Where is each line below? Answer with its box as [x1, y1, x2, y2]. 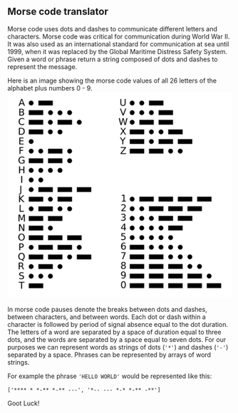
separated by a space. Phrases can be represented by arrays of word [7, 350, 212, 359]
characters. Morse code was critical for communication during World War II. [7, 32, 230, 41]
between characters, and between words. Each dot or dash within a [7, 313, 207, 321]
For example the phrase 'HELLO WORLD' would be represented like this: [7, 372, 212, 380]
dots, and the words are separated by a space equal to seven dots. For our [7, 335, 227, 344]
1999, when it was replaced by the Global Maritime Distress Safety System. [7, 47, 228, 56]
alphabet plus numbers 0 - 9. [7, 83, 93, 92]
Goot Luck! [7, 399, 40, 407]
